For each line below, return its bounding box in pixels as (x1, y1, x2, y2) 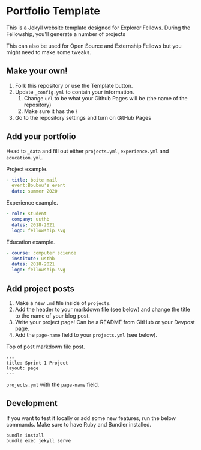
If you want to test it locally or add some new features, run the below (6, 414, 176, 422)
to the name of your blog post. (14, 312, 90, 319)
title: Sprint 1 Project (6, 360, 68, 366)
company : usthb (11, 217, 50, 223)
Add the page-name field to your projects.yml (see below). (14, 331, 158, 338)
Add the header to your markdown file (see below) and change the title (14, 306, 190, 313)
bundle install (6, 432, 44, 439)
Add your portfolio (6, 131, 76, 142)
